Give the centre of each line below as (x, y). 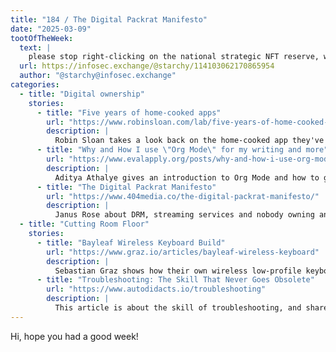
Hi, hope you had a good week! (74, 336)
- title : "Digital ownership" (82, 94)
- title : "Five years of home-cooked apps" (129, 112)
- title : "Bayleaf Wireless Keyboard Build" (131, 242)
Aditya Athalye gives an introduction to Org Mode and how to (187, 177)
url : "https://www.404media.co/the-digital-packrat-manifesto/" (183, 196)
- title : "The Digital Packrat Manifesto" (126, 187)
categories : (35, 85)
